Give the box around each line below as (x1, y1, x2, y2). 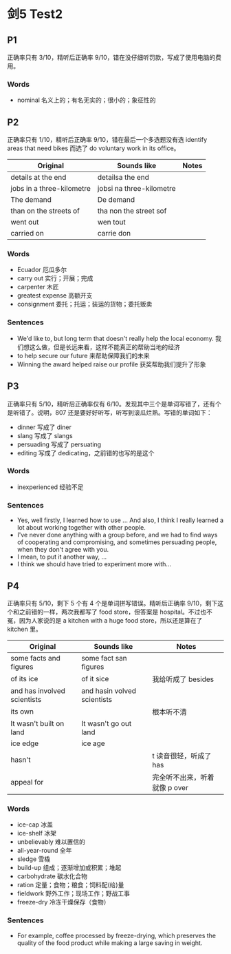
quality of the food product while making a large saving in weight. (16, 938, 203, 947)
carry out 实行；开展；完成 (16, 274, 93, 282)
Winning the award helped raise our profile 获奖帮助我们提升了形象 (16, 360, 206, 369)
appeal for (10, 777, 44, 787)
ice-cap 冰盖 (16, 820, 54, 829)
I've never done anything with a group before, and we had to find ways (16, 531, 218, 539)
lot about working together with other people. (16, 523, 146, 532)
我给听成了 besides (152, 674, 214, 684)
